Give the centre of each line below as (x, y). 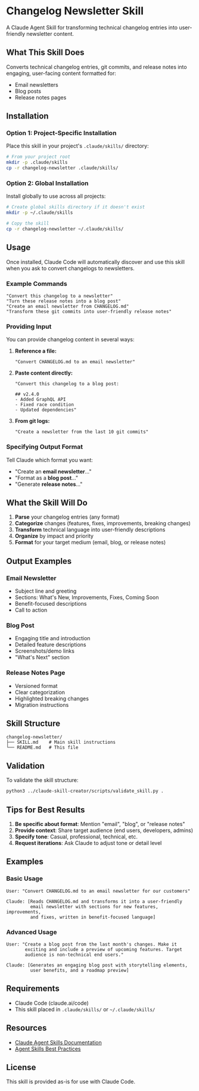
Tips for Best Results (46, 810)
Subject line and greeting (46, 591)
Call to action (31, 610)
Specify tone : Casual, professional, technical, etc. (76, 836)
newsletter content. (50, 33)
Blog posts (28, 91)
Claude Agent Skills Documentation (58, 1042)
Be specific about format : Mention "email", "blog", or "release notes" (100, 824)
